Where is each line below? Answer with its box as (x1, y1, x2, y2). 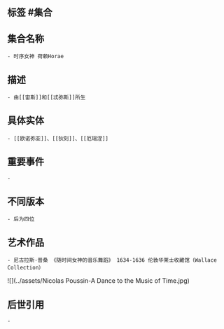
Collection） (7, 265, 44, 272)
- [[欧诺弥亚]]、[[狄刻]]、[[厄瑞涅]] (7, 135, 109, 142)
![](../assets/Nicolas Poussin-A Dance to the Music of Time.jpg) (7, 276, 190, 285)
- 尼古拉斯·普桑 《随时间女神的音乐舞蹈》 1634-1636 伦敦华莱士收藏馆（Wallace (7, 257, 217, 264)
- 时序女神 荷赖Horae (7, 53, 64, 60)
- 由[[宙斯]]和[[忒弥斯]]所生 (7, 94, 86, 101)
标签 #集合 (7, 6, 52, 19)
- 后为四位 (7, 216, 35, 223)
